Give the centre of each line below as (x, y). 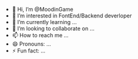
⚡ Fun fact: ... (29, 51)
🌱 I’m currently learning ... (44, 22)
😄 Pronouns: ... (32, 44)
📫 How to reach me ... (40, 35)
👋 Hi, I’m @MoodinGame (43, 9)
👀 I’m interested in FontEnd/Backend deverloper (72, 16)
